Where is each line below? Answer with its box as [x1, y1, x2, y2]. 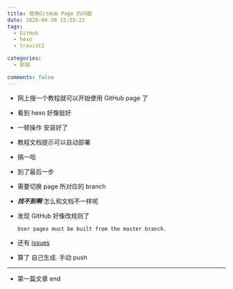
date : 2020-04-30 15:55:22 [7, 17, 85, 24]
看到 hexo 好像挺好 [17, 108, 71, 116]
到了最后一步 [17, 167, 54, 175]
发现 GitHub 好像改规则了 [17, 211, 90, 220]
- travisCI [13, 42, 45, 49]
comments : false [7, 73, 54, 80]
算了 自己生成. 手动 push [17, 253, 88, 261]
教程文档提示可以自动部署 [17, 138, 91, 146]
